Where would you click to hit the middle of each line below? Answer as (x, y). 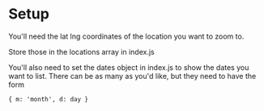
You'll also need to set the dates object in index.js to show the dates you (129, 67)
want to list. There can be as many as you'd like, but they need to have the (132, 76)
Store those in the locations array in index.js (82, 51)
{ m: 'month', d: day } (49, 99)
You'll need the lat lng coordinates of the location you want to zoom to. (126, 36)
